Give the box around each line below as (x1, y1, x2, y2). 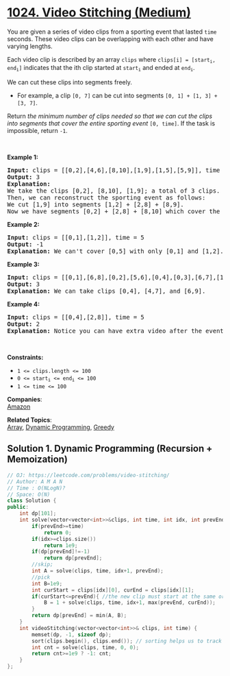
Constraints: (7, 353, 44, 361)
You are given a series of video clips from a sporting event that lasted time (7, 27, 217, 36)
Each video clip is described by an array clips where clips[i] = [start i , (7, 55, 216, 64)
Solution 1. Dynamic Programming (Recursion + (7, 443, 213, 455)
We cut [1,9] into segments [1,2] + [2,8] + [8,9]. (7, 200, 185, 208)
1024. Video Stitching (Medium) (7, 5, 192, 21)
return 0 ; (43, 529, 72, 536)
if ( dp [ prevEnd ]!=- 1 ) (31, 548, 90, 555)
